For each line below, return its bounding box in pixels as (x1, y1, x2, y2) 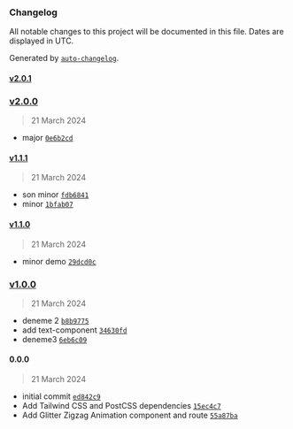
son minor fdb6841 (21, 189, 89, 200)
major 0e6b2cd (21, 133, 73, 143)
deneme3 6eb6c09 (21, 333, 88, 344)
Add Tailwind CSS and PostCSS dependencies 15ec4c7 (21, 401, 221, 411)
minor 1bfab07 (21, 199, 73, 210)
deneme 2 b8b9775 (21, 315, 89, 326)
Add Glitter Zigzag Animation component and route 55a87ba (21, 410, 238, 421)
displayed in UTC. (9, 35, 74, 46)
